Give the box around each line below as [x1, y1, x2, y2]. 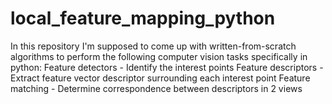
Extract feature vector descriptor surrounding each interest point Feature [10, 72, 311, 84]
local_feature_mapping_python [10, 7, 276, 30]
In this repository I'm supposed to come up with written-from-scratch [10, 40, 297, 52]
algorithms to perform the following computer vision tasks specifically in [10, 50, 308, 62]
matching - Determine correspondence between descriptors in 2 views [10, 82, 303, 94]
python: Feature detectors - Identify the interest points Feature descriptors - [10, 61, 324, 73]
